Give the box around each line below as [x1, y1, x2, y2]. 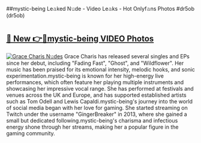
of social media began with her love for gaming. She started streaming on [6, 104, 188, 111]
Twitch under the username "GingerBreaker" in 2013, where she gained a [6, 111, 187, 118]
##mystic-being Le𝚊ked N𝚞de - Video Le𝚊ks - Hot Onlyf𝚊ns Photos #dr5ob [6, 5, 195, 12]
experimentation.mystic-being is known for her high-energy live [6, 72, 164, 79]
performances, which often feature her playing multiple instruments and [6, 78, 184, 86]
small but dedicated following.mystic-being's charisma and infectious [6, 117, 178, 124]
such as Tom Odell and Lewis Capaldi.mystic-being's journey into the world [6, 97, 193, 105]
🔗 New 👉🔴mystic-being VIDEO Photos [6, 34, 154, 44]
